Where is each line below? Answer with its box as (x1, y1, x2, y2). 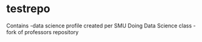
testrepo (6, 2, 50, 16)
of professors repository (18, 28, 79, 35)
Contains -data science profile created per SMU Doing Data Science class (6, 22, 192, 29)
